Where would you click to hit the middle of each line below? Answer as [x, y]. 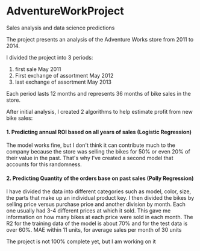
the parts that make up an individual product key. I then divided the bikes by [100, 198]
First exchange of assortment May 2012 [64, 75]
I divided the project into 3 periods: [50, 57]
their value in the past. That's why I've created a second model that [90, 158]
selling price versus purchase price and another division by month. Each [96, 204]
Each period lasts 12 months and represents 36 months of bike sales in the [98, 93]
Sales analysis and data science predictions [61, 28]
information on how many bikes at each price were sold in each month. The [100, 217]
